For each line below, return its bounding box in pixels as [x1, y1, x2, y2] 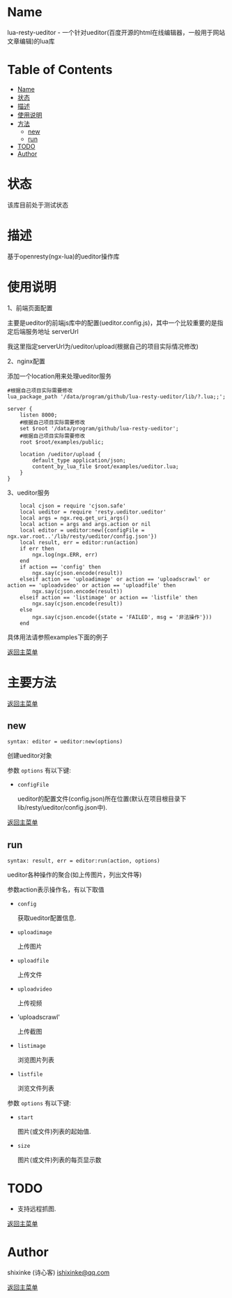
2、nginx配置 [7, 357, 45, 365]
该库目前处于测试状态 [7, 200, 68, 209]
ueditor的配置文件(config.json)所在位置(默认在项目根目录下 [17, 794, 187, 803]
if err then [20, 545, 54, 552]
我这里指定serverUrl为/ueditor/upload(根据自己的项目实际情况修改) [7, 342, 199, 350]
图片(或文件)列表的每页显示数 [17, 1155, 102, 1164]
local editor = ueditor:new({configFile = [20, 527, 145, 534]
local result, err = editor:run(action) [20, 539, 139, 546]
